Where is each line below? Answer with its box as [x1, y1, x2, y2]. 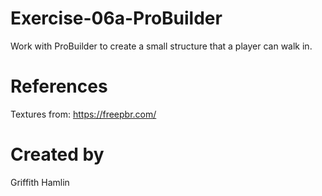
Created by [10, 143, 105, 166]
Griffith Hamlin [10, 176, 70, 188]
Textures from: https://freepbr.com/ [10, 108, 157, 120]
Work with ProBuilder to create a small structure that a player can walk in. [10, 40, 313, 52]
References [10, 75, 108, 98]
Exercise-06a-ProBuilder [10, 7, 223, 30]
